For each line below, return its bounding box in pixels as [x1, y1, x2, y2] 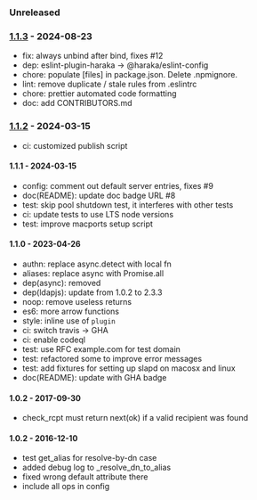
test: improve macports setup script [21, 218, 154, 229]
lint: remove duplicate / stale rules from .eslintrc [21, 78, 197, 90]
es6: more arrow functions [21, 306, 120, 316]
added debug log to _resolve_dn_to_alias [21, 462, 172, 473]
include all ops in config [21, 481, 110, 492]
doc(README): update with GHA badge [21, 372, 167, 382]
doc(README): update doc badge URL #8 [21, 190, 176, 201]
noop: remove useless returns [21, 296, 132, 307]
